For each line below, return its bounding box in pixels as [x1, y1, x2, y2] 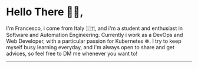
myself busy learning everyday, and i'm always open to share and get [6, 43, 175, 50]
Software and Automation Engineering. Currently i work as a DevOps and [6, 31, 183, 38]
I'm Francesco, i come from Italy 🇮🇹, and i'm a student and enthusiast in [6, 25, 183, 32]
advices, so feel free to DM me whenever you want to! [6, 50, 137, 57]
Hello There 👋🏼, [6, 5, 84, 19]
